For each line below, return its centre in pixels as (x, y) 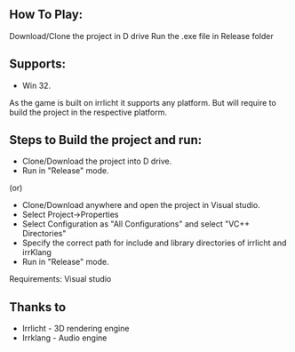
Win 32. (36, 85)
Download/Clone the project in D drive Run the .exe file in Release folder (141, 36)
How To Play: (46, 15)
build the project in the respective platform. (88, 112)
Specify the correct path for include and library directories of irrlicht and (154, 243)
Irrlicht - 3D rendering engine (76, 329)
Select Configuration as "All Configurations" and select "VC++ (136, 224)
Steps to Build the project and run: (106, 140)
